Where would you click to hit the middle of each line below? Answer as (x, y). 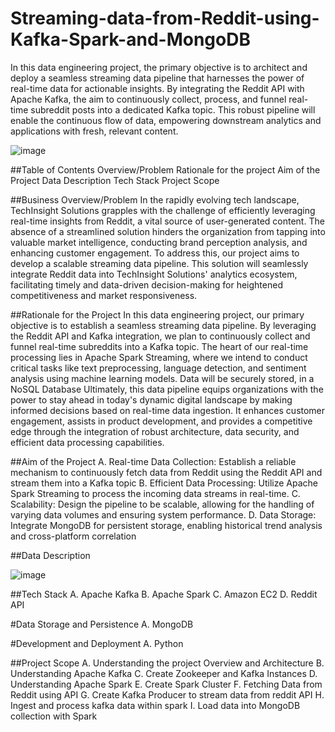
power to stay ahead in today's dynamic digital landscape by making (151, 399)
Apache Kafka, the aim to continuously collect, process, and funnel (148, 99)
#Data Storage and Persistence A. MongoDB (102, 624)
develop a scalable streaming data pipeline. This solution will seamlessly (159, 263)
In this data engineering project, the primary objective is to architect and (159, 67)
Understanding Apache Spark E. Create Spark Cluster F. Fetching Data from (166, 684)
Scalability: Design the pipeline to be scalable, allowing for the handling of (162, 504)
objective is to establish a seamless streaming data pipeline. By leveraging (163, 325)
